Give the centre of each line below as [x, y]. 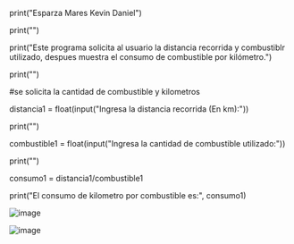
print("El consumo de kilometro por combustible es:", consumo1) [128, 195]
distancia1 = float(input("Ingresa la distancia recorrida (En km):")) [129, 109]
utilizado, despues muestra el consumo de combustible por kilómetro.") [141, 57]
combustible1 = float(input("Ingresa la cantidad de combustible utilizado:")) [147, 143]
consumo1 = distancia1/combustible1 [76, 178]
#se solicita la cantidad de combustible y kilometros [105, 92]
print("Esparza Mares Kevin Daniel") [76, 13]
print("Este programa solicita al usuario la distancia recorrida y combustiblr [147, 47]
